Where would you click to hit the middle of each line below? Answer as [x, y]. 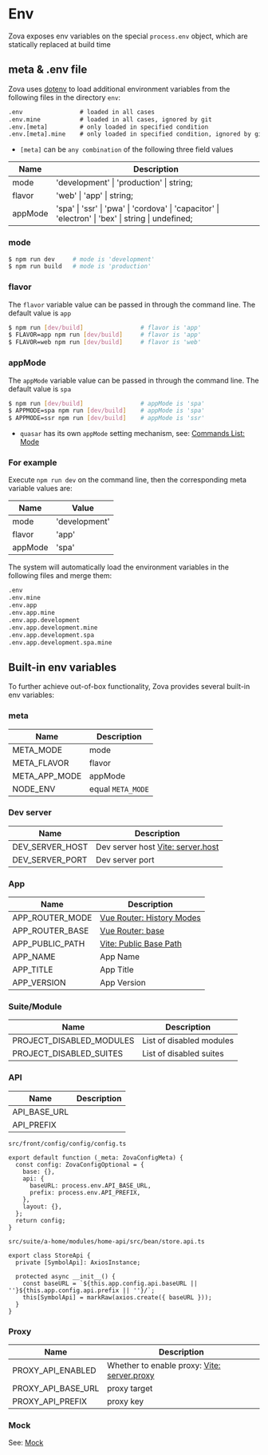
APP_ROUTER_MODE [52, 918]
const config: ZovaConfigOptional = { [80, 1164]
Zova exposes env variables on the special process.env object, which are [128, 36]
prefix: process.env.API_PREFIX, [85, 1192]
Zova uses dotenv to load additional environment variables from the [119, 89]
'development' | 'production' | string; [124, 183]
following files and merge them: [60, 576]
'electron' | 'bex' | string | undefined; [124, 219]
